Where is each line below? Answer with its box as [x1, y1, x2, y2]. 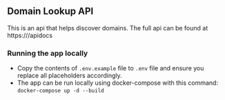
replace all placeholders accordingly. [17, 72, 122, 80]
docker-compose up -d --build [17, 88, 105, 94]
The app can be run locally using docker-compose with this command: [17, 79, 219, 87]
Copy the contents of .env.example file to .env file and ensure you [17, 64, 204, 72]
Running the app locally [7, 48, 88, 58]
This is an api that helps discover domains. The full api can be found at [7, 23, 208, 32]
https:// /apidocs [7, 31, 53, 39]
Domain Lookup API [7, 6, 94, 17]
